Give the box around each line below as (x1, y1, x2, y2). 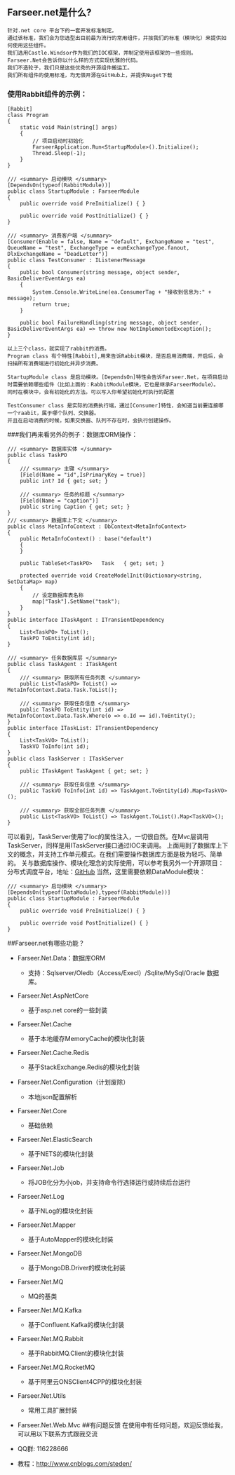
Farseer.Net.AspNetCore (17, 991, 89, 1000)
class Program (7, 111, 49, 119)
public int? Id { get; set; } (20, 477, 109, 485)
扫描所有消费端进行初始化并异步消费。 (7, 360, 102, 367)
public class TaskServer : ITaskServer (7, 756, 124, 763)
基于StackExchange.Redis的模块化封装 (27, 1063, 140, 1071)
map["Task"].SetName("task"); (32, 598, 121, 605)
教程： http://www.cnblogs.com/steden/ (17, 1460, 132, 1468)
